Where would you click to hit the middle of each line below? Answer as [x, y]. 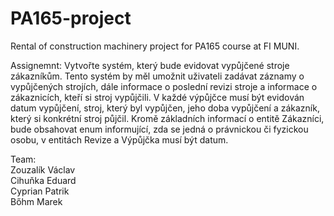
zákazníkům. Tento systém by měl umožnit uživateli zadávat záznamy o [157, 76]
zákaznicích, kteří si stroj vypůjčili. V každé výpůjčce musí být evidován [157, 97]
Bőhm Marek [36, 201]
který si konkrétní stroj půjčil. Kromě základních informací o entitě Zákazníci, [167, 118]
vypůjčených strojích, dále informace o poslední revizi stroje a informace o [164, 86]
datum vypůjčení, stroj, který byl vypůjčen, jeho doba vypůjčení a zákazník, [165, 108]
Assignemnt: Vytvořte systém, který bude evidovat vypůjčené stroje [150, 65]
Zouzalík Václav [43, 169]
